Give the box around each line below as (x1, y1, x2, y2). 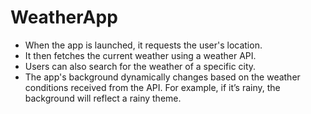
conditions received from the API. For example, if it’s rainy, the (24, 81, 281, 93)
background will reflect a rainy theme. (24, 92, 182, 104)
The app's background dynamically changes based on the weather (24, 71, 301, 83)
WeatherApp (10, 6, 118, 29)
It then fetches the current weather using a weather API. (24, 49, 257, 61)
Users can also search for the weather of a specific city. (24, 60, 257, 72)
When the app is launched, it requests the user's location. (24, 39, 263, 51)
